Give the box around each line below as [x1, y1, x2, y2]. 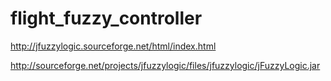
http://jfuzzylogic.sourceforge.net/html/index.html [10, 40, 217, 52]
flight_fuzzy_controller [10, 7, 203, 30]
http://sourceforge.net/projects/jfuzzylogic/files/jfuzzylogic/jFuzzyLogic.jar [10, 59, 321, 71]
